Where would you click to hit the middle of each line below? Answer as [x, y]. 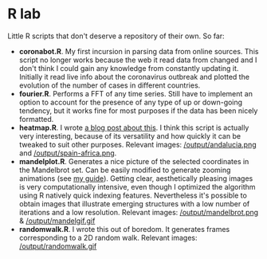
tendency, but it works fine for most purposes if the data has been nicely [138, 110]
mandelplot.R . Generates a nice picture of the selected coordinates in [134, 161]
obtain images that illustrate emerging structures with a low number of [134, 203]
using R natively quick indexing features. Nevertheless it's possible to [133, 195]
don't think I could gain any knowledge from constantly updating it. [129, 68]
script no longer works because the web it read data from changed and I [138, 60]
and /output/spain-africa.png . [68, 153]
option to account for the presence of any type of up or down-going [131, 102]
